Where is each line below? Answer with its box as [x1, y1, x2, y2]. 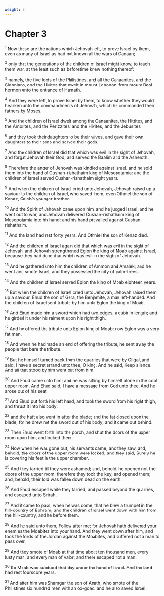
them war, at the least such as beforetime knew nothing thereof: [5, 66, 135, 72]
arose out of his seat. [5, 388, 48, 394]
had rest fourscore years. [5, 569, 56, 575]
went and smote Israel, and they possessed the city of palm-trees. [5, 269, 139, 275]
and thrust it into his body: [5, 403, 58, 409]
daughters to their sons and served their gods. [5, 139, 99, 145]
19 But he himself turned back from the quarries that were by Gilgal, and [5, 356, 150, 363]
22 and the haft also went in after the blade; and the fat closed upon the [5, 413, 149, 420]
